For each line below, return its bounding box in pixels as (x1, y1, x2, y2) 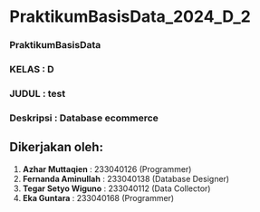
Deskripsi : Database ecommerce (9, 111, 159, 124)
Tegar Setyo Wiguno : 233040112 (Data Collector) (22, 183, 211, 194)
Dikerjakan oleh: (9, 140, 104, 155)
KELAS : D (9, 63, 54, 76)
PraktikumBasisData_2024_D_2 (9, 6, 251, 27)
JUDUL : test (9, 87, 66, 100)
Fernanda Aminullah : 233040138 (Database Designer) (22, 173, 229, 184)
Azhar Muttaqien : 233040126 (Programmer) (22, 163, 192, 174)
